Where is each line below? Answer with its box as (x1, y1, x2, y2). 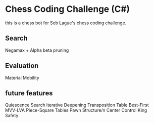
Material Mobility (5, 75, 40, 81)
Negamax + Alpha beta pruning (5, 47, 69, 53)
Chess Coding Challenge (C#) (5, 3, 130, 15)
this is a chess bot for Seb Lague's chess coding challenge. (5, 20, 127, 26)
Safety (5, 113, 19, 119)
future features (5, 89, 53, 97)
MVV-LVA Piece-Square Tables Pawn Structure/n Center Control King (5, 107, 147, 113)
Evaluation (5, 62, 39, 70)
